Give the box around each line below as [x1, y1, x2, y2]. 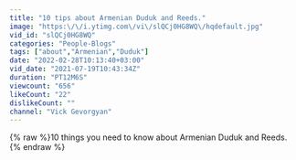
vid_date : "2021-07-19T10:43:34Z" [9, 65, 142, 74]
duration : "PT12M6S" [9, 73, 89, 82]
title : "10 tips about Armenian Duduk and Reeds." [9, 13, 206, 23]
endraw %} [22, 142, 66, 153]
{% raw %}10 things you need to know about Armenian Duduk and [9, 132, 259, 143]
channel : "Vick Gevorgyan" [9, 107, 112, 116]
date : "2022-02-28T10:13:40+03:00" [9, 56, 145, 65]
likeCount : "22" [9, 90, 71, 99]
